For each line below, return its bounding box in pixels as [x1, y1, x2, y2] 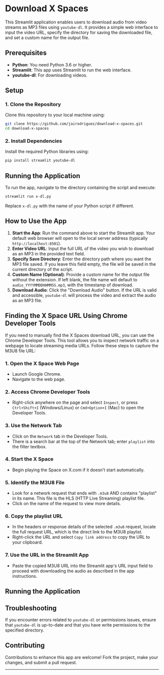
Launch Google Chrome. [12, 371, 62, 377]
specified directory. [5, 627, 44, 633]
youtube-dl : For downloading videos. [12, 72, 88, 78]
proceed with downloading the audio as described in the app [12, 568, 135, 574]
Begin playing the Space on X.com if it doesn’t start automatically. [12, 467, 145, 473]
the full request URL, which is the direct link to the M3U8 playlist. [12, 529, 143, 535]
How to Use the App [5, 217, 67, 225]
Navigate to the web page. [12, 376, 66, 382]
